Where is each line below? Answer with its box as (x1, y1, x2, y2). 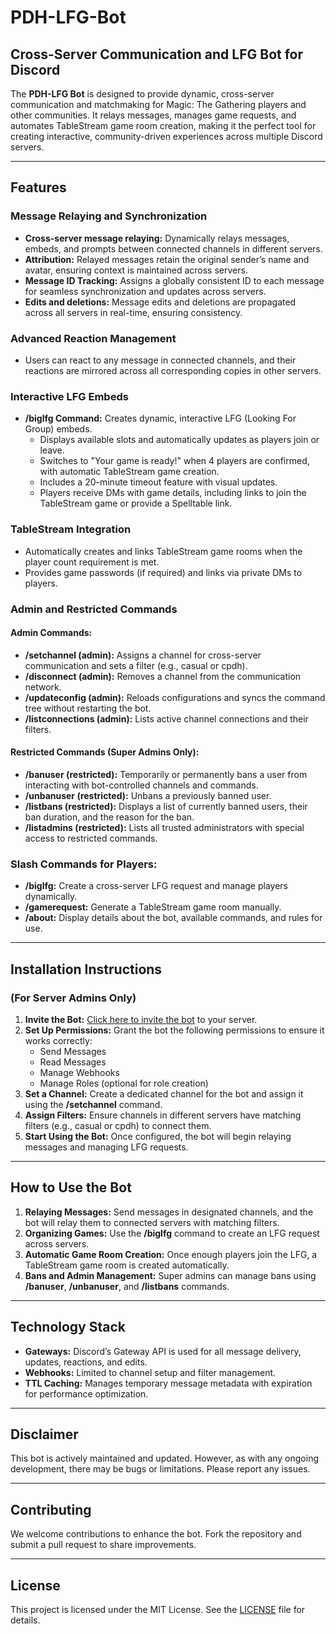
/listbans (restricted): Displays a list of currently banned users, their (24, 800, 308, 812)
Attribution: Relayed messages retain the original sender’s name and (24, 253, 310, 265)
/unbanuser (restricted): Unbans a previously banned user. (24, 789, 272, 801)
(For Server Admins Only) (10, 991, 137, 1005)
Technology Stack (10, 1319, 126, 1336)
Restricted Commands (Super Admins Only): (10, 746, 200, 758)
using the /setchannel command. (24, 1098, 163, 1110)
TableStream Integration (10, 522, 132, 536)
